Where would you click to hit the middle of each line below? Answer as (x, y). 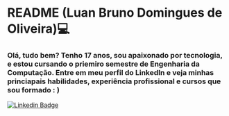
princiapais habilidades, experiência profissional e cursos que (114, 81)
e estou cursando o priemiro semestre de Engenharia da (103, 64)
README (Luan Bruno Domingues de (115, 13)
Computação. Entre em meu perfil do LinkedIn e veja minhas (110, 73)
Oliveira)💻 (39, 29)
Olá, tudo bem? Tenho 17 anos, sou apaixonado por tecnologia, (115, 56)
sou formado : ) (34, 90)
